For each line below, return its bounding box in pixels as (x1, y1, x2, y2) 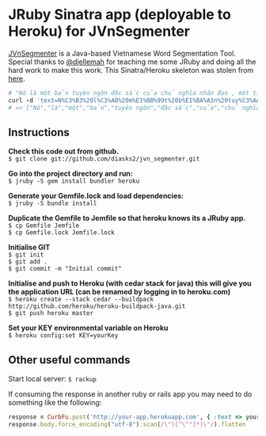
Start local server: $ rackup (8, 374, 97, 384)
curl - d (8, 97, 34, 104)
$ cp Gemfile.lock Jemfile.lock (8, 229, 115, 237)
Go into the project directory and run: (8, 169, 133, 179)
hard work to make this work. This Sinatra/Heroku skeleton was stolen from (8, 65, 254, 74)
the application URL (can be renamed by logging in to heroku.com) (8, 287, 231, 297)
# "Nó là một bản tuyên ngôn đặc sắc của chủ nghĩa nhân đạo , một (8, 89, 249, 97)
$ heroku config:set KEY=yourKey (8, 332, 119, 339)
